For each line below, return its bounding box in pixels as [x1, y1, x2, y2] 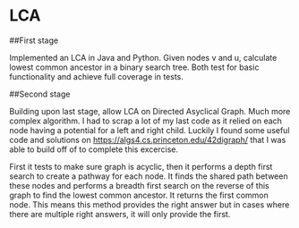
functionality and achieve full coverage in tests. [9, 71, 184, 81]
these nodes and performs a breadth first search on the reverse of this [9, 180, 270, 190]
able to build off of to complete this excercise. [9, 144, 179, 155]
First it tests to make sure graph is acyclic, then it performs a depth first [9, 161, 273, 172]
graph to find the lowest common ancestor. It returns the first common [9, 190, 269, 200]
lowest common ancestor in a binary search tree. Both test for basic [9, 62, 260, 72]
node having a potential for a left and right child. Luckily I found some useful [9, 124, 290, 135]
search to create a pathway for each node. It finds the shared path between [9, 171, 288, 182]
